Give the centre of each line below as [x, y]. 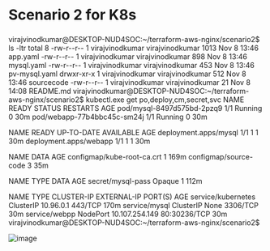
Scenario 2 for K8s [73, 15]
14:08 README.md [40, 91]
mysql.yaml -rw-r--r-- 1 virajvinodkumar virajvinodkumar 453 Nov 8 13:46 [132, 66]
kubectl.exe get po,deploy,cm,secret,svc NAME [165, 100]
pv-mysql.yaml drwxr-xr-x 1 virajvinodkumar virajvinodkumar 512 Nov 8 [127, 74]
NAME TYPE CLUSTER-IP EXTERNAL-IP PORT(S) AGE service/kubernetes [132, 197]
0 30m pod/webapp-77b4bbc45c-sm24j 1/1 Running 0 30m [108, 117]
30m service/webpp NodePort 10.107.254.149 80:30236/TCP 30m [118, 214]
